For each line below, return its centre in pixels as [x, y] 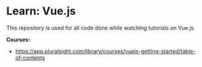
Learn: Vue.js [41, 11]
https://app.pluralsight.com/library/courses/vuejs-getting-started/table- [105, 51]
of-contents [30, 57]
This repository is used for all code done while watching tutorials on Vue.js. [101, 28]
